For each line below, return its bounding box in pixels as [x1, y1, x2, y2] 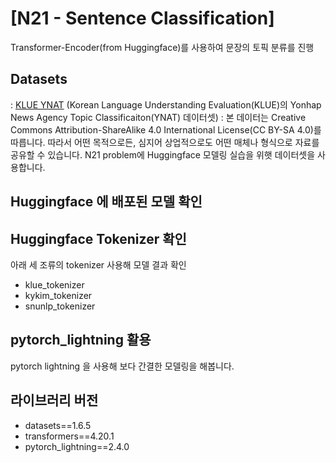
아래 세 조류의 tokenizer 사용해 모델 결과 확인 [10, 258, 187, 271]
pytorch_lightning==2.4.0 [24, 440, 130, 452]
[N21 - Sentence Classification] [10, 7, 275, 30]
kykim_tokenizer [24, 289, 93, 301]
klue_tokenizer [24, 278, 85, 291]
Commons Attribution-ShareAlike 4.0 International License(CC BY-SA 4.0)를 [10, 123, 322, 136]
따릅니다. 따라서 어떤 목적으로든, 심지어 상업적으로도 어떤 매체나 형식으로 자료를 [10, 136, 320, 148]
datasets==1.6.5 [24, 419, 92, 431]
